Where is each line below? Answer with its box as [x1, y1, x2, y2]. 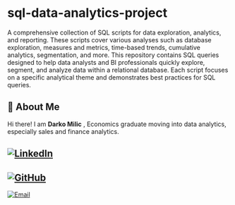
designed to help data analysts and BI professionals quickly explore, [7, 58, 205, 66]
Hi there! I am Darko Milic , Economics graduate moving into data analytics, [7, 120, 227, 128]
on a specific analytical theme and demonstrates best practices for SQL [7, 73, 216, 82]
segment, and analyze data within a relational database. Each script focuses [7, 66, 229, 74]
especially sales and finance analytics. [7, 127, 119, 135]
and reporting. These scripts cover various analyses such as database [7, 35, 212, 44]
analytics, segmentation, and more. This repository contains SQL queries [7, 51, 219, 59]
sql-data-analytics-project [7, 5, 168, 21]
